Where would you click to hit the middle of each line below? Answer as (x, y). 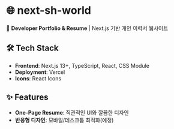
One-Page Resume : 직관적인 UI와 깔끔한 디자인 (72, 112)
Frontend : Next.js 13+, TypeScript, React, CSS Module (82, 65)
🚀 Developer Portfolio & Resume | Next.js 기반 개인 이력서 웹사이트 (87, 28)
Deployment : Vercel (40, 72)
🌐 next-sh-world (49, 10)
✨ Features (27, 97)
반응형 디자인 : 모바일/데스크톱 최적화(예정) (64, 120)
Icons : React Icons (38, 78)
